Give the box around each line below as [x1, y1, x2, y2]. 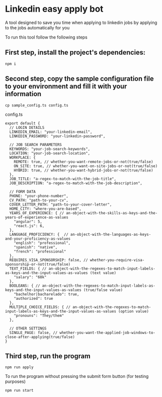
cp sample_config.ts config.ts [5, 103, 69, 108]
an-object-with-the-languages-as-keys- [70, 232, 151, 237]
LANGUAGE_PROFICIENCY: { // [9, 232, 69, 237]
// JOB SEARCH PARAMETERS [9, 142, 62, 147]
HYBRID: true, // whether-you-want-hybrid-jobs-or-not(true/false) [14, 167, 153, 173]
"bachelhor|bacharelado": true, [14, 292, 79, 296]
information [5, 90, 41, 98]
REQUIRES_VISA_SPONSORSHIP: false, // [9, 257, 89, 262]
